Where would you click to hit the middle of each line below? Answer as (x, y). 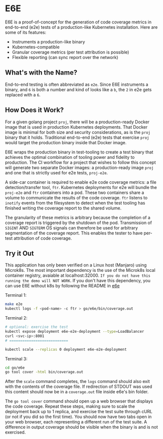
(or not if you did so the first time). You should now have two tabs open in (78, 417)
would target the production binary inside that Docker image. (66, 142)
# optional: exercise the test (37, 327)
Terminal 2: (16, 318)
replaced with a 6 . (23, 95)
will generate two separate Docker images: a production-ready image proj (79, 167)
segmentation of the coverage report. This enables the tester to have (74, 233)
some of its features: (26, 32)
